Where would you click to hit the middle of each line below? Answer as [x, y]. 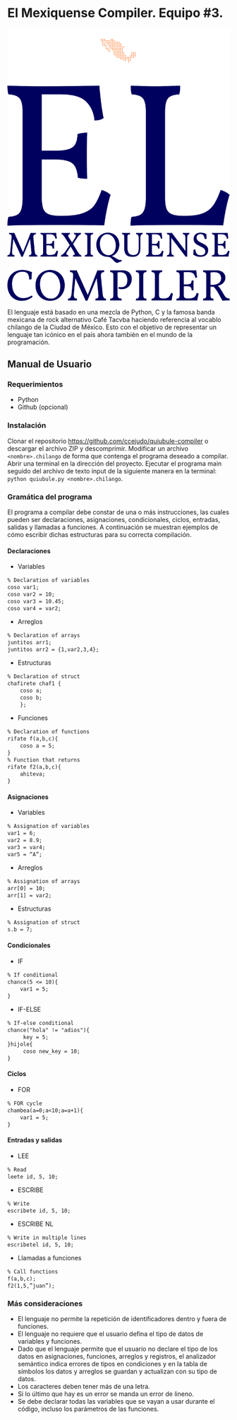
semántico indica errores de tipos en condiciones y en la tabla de [113, 1364]
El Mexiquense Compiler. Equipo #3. [115, 13]
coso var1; [23, 588]
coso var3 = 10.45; [36, 602]
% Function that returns [44, 760]
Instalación [27, 425]
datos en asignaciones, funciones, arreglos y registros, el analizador [117, 1356]
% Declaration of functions [49, 732]
